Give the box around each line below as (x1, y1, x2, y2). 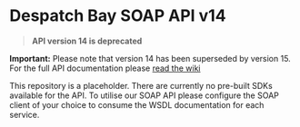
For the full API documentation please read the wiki (9, 63, 201, 73)
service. (9, 109, 40, 120)
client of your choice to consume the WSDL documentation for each (9, 99, 265, 110)
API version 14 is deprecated (31, 35, 143, 46)
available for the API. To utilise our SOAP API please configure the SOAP (9, 90, 280, 101)
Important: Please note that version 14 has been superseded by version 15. (9, 53, 291, 63)
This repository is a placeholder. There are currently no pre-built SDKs (9, 80, 273, 91)
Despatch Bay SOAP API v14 (9, 5, 226, 26)
